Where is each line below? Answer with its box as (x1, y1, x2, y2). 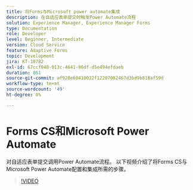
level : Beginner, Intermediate (6, 36, 84, 42)
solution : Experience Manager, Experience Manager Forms (6, 20, 151, 26)
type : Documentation (6, 25, 58, 32)
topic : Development (6, 53, 55, 59)
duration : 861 (6, 70, 42, 76)
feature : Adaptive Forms (6, 48, 68, 54)
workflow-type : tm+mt (6, 81, 60, 87)
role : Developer (6, 31, 46, 37)
